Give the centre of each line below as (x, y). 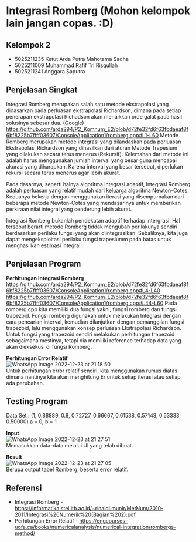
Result (14, 457)
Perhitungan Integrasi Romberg (45, 278)
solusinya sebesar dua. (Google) (45, 123)
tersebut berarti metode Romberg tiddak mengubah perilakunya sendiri (92, 227)
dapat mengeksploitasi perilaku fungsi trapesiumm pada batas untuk (89, 239)
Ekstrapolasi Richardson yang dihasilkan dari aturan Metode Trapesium (92, 147)
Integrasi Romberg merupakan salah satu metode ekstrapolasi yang (87, 104)
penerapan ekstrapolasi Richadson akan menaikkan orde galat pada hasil (94, 116)
